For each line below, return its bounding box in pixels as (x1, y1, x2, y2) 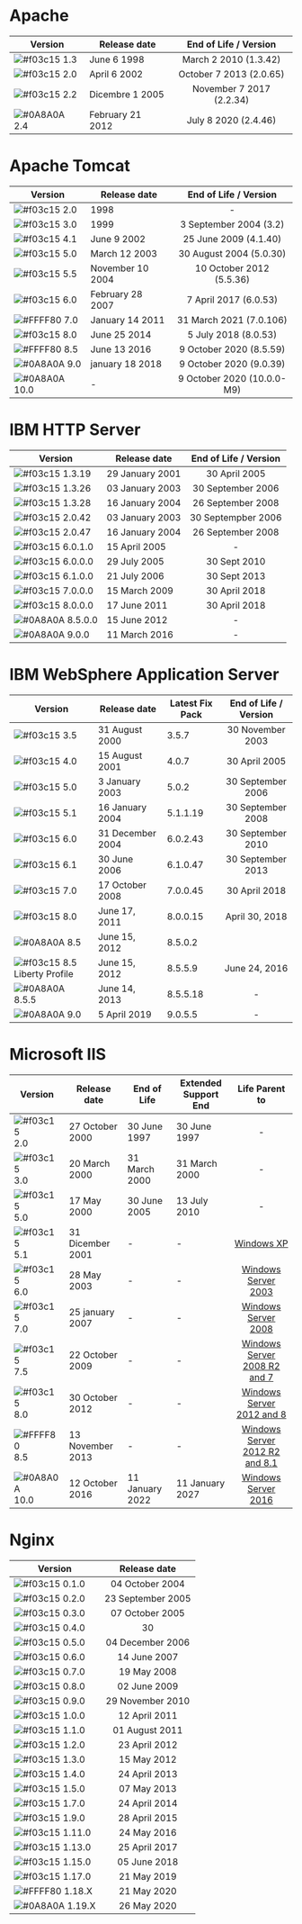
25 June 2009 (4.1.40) (182, 232, 282, 245)
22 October (68, 1348, 119, 1360)
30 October (68, 1391, 119, 1404)
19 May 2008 (118, 1665, 177, 1677)
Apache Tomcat (9, 156, 130, 176)
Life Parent (237, 1082, 286, 1095)
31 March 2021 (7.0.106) (176, 313, 288, 326)
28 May (68, 1269, 102, 1281)
